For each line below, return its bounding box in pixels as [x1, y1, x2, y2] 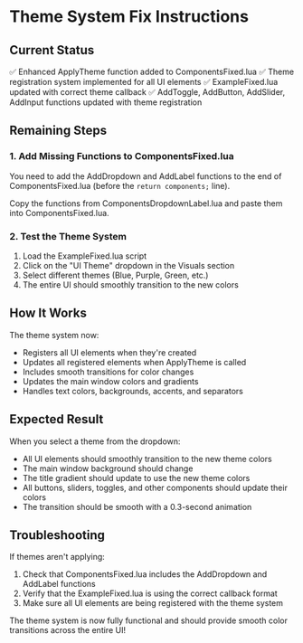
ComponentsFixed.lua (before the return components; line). [9, 180, 231, 191]
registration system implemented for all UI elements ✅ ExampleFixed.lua [9, 77, 279, 87]
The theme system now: [9, 329, 99, 340]
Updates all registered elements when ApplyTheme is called [22, 356, 247, 367]
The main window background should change [22, 463, 194, 474]
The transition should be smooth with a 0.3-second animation [22, 501, 252, 512]
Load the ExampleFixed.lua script [22, 251, 147, 261]
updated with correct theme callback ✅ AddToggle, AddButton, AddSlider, [9, 87, 286, 97]
